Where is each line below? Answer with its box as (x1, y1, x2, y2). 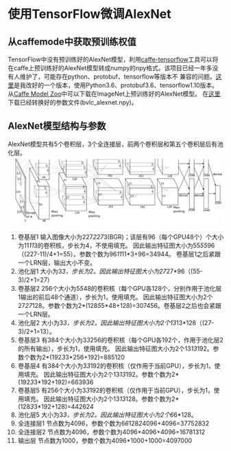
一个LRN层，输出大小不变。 (17, 258, 97, 267)
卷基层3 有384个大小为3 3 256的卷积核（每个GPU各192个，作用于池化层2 (17, 336, 223, 344)
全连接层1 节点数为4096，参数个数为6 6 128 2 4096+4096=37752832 (17, 419, 210, 428)
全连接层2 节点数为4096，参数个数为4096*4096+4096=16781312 (17, 428, 206, 437)
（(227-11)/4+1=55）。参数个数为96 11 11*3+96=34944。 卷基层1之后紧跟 (17, 250, 221, 258)
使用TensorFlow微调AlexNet (8, 6, 172, 22)
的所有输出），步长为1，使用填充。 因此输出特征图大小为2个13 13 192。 (17, 344, 213, 353)
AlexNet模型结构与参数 (8, 120, 106, 132)
